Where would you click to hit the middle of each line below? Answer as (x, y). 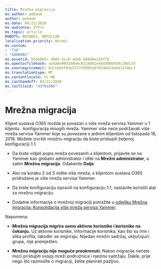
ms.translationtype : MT (29, 73)
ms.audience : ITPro (25, 28)
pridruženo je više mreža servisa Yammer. (54, 178)
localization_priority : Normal (37, 41)
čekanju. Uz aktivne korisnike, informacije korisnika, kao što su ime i (80, 231)
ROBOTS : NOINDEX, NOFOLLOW (32, 37)
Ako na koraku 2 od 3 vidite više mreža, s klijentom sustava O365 (77, 173)
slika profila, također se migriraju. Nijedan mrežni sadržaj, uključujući (80, 237)
